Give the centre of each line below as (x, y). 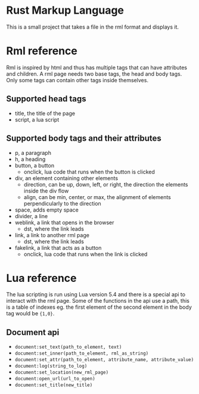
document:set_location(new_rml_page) (62, 373)
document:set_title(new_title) (54, 385)
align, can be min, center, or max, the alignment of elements (97, 197)
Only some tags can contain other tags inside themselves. (77, 80)
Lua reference (41, 278)
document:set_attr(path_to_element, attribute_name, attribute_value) (104, 360)
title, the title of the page (45, 113)
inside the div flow (46, 191)
